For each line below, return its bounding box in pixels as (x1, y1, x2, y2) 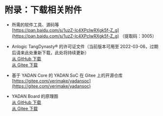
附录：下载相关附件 (4, 4, 82, 16)
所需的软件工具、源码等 (11, 22, 59, 28)
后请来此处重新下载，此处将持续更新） (11, 50, 89, 56)
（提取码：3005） (120, 33, 157, 39)
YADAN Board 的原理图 (11, 93, 58, 99)
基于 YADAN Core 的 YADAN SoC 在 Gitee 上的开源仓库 (11, 72, 123, 78)
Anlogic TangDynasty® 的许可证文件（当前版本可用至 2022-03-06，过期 (11, 43, 159, 49)
